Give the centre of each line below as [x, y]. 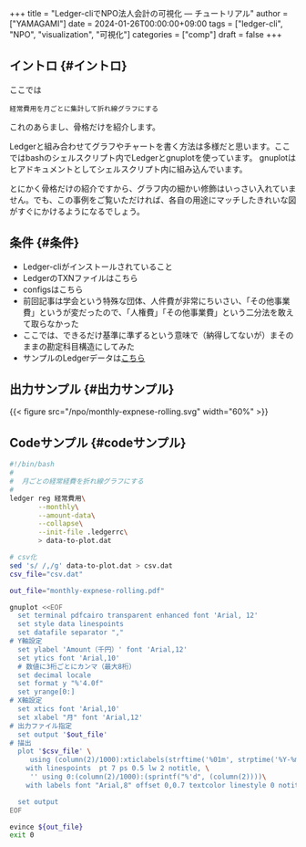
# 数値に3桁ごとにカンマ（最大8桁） [77, 666]
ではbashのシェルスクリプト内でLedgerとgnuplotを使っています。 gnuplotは [153, 157]
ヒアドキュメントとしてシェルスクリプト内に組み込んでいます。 [128, 169]
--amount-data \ [66, 515]
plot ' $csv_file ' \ [55, 751]
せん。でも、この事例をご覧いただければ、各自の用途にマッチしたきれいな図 [153, 200]
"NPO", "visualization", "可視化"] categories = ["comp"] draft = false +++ [146, 34]
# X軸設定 [26, 701]
